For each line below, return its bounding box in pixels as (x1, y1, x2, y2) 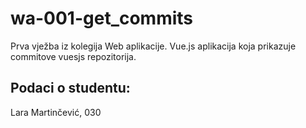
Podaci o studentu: (10, 80, 131, 97)
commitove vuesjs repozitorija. (10, 50, 137, 62)
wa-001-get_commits (10, 7, 194, 30)
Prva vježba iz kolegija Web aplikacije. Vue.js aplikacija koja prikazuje (10, 40, 297, 52)
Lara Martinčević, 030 (10, 106, 102, 118)
